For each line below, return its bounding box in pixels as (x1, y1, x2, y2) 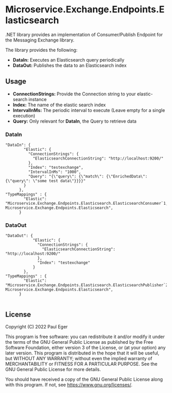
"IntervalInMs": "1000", (28, 169, 81, 175)
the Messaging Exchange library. (5, 37, 75, 43)
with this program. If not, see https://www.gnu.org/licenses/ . (5, 382, 133, 388)
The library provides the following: (5, 47, 78, 53)
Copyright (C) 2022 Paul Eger (5, 324, 68, 330)
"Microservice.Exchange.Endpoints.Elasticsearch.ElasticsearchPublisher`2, (5, 283, 170, 288)
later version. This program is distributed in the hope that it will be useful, (5, 350, 160, 356)
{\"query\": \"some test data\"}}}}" (5, 179, 86, 184)
